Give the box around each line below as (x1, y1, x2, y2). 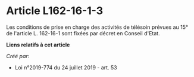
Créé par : (6, 52, 30, 59)
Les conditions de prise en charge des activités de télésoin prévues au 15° (6, 24, 189, 31)
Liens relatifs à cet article (6, 41, 70, 48)
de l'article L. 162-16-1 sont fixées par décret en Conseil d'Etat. (6, 29, 160, 36)
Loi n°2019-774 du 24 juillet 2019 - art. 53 (14, 63, 117, 71)
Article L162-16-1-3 (6, 4, 104, 18)
